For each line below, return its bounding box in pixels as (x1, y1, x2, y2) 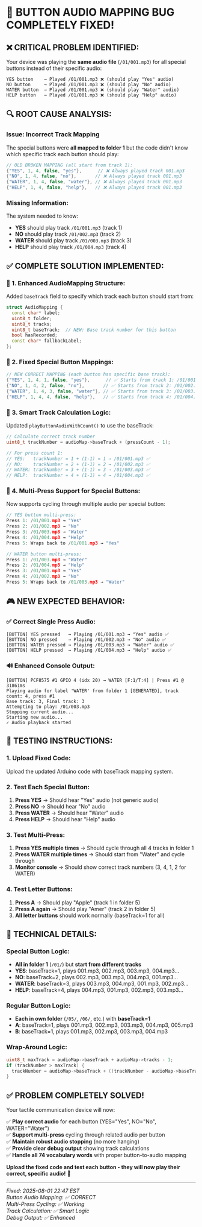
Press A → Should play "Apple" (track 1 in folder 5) (14, 898, 141, 906)
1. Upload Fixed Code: (6, 754, 71, 762)
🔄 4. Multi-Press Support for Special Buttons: (6, 487, 141, 495)
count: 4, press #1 (6, 693, 55, 699)
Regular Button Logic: (6, 1001, 71, 1010)
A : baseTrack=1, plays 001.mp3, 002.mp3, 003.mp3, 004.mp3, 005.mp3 (14, 1021, 194, 1029)
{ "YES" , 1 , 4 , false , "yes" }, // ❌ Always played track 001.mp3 (6, 168, 185, 174)
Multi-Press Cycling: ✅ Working (6, 1200, 85, 1208)
